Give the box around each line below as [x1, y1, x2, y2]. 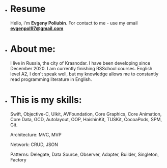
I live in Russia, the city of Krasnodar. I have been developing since [10, 60, 151, 66]
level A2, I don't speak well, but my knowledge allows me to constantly [10, 71, 159, 77]
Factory [10, 156, 26, 163]
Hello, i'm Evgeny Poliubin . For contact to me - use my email [10, 20, 138, 26]
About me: [10, 43, 56, 55]
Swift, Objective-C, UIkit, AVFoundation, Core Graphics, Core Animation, [10, 110, 162, 117]
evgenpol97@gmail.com [10, 25, 64, 31]
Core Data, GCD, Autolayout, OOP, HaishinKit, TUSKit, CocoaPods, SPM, [10, 116, 162, 122]
